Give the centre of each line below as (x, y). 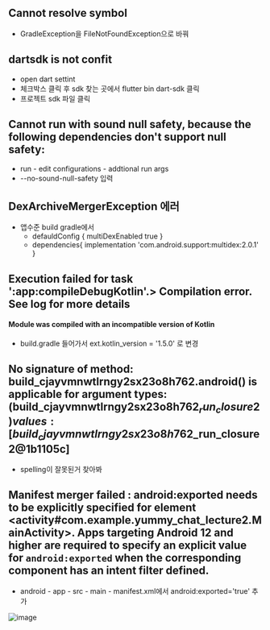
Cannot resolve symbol (68, 13)
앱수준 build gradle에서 (57, 227)
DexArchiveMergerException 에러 (94, 206)
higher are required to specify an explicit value (128, 546)
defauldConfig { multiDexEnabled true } (98, 236)
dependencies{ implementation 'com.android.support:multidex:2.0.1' (145, 245)
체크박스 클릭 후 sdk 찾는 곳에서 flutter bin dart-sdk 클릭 (110, 89)
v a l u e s (29, 422)
